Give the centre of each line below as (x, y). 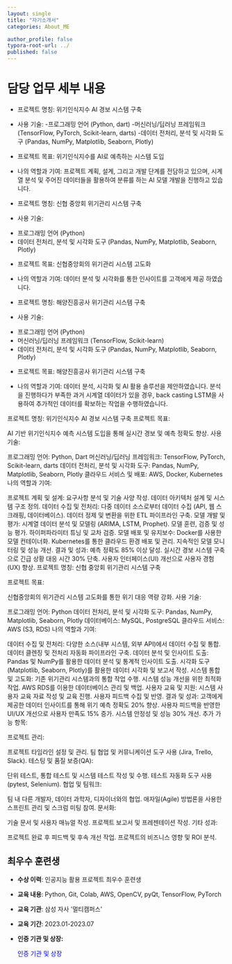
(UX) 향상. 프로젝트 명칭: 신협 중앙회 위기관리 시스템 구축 (84, 567)
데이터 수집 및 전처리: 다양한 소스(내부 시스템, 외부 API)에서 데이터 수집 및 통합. (114, 644)
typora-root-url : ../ (39, 46)
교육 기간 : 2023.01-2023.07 (56, 924)
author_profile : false (40, 39)
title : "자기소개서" (33, 20)
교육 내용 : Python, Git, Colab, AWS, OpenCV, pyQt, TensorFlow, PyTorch (119, 894)
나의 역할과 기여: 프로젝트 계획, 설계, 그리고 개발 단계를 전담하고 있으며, (113, 171)
